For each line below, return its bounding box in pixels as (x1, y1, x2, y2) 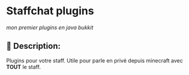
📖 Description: (6, 41, 61, 51)
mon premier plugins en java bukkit (6, 24, 94, 31)
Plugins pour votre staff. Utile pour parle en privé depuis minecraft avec (6, 57, 183, 64)
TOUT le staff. (6, 63, 41, 70)
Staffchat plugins (6, 4, 94, 18)
